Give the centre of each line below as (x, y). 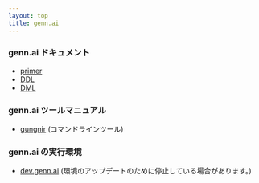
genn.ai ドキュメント (49, 53)
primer (31, 71)
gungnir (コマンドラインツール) (72, 129)
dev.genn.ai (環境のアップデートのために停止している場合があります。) (136, 171)
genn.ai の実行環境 (45, 152)
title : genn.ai (34, 23)
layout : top (28, 16)
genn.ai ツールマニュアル (58, 110)
